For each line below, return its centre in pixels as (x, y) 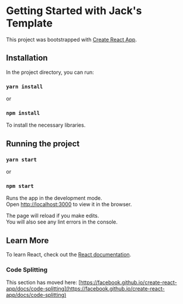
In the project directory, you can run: (50, 72)
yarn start (21, 159)
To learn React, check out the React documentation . (69, 255)
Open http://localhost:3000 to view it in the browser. (69, 204)
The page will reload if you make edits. (53, 216)
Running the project (43, 143)
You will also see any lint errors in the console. (62, 222)
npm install (23, 113)
